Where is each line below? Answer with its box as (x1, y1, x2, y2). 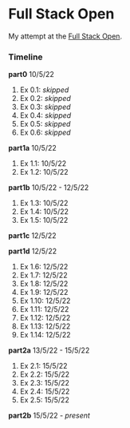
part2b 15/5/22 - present (8, 410, 90, 421)
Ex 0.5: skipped (19, 119, 71, 129)
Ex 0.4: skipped (19, 111, 72, 120)
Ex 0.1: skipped (19, 85, 69, 95)
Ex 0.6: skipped (19, 127, 71, 137)
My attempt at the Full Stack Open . (8, 31, 122, 41)
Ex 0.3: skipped (19, 102, 71, 112)
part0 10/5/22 (8, 70, 54, 79)
